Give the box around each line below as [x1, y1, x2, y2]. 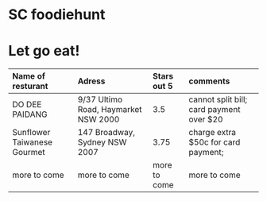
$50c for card [188, 137, 241, 148]
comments [188, 75, 230, 87]
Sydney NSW [77, 137, 127, 148]
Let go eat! [8, 42, 80, 60]
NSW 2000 [77, 114, 120, 125]
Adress [77, 75, 106, 87]
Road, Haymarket [77, 104, 142, 115]
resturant [12, 81, 48, 92]
